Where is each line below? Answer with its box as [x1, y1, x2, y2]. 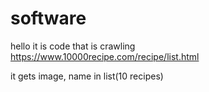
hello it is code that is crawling [10, 40, 136, 52]
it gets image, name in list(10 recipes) [10, 70, 164, 82]
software [10, 7, 87, 30]
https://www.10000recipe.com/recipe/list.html [10, 50, 200, 62]
